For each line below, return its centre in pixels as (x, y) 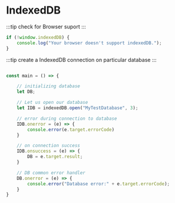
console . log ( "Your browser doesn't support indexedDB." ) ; (89, 43)
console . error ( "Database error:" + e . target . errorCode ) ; (98, 184)
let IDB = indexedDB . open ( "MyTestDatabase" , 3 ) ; (77, 108)
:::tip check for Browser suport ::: (46, 27)
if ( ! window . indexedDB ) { (38, 37)
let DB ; (26, 92)
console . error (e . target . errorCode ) (71, 130)
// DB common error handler (51, 173)
